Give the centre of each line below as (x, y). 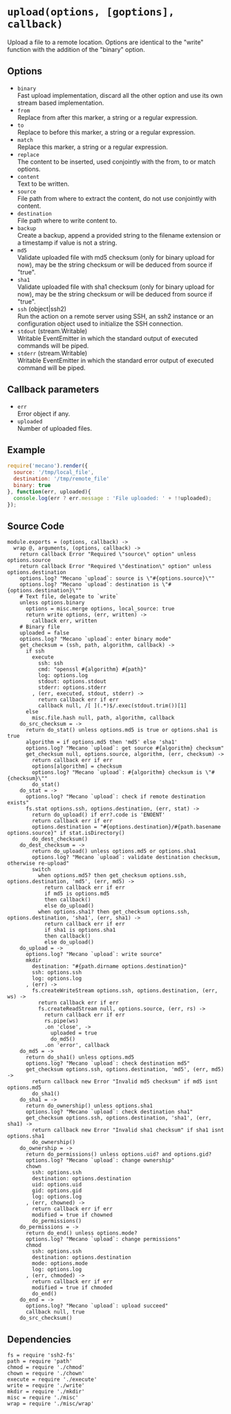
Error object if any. (44, 414)
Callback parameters (53, 390)
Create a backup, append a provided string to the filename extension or (119, 235)
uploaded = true (74, 1033)
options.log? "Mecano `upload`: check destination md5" (108, 1063)
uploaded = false (45, 633)
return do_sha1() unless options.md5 (80, 1058)
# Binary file (40, 627)
